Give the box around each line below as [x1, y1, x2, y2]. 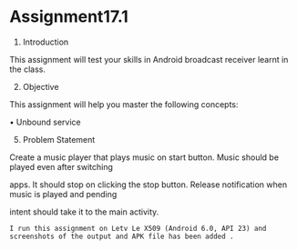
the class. [9, 64, 46, 75]
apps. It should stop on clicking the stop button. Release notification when [9, 179, 288, 190]
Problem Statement [22, 134, 96, 145]
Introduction [22, 36, 69, 47]
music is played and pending [9, 188, 118, 199]
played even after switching [9, 161, 114, 172]
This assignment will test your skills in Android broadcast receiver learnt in [9, 54, 289, 65]
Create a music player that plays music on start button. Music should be [9, 152, 280, 163]
